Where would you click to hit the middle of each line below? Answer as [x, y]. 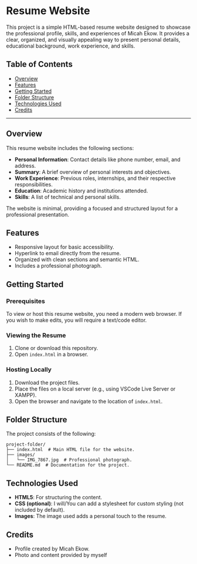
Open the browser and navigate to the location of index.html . [89, 401]
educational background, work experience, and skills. [71, 46]
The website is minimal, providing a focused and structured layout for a [92, 208]
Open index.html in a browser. [51, 355]
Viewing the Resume [36, 335]
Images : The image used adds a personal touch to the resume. [91, 516]
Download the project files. [47, 382]
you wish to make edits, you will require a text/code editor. [77, 320]
